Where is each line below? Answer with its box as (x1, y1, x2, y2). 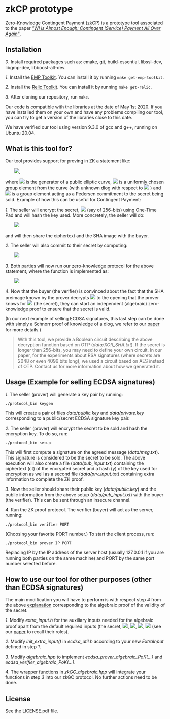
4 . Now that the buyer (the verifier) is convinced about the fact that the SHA (5, 288, 164, 295)
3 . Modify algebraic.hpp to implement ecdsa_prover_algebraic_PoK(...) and (5, 653, 163, 660)
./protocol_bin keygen (5, 401, 53, 406)
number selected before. (5, 561, 57, 567)
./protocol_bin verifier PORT (5, 522, 70, 527)
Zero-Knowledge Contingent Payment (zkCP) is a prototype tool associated (5, 20, 163, 26)
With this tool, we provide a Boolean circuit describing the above (17, 336, 153, 342)
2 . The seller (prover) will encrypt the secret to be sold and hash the (5, 425, 148, 432)
